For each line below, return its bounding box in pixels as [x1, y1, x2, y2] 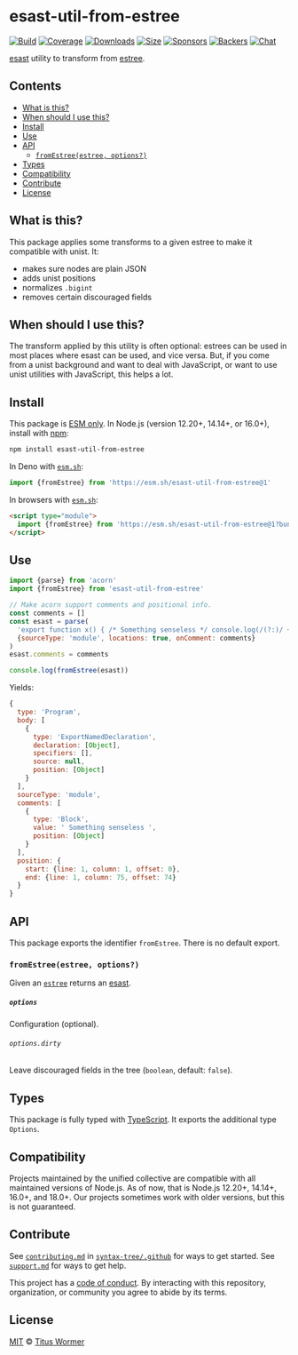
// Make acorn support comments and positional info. [9, 601, 213, 610]
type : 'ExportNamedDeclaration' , [32, 732, 157, 741]
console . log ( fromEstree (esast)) [9, 666, 129, 675]
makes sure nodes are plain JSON [21, 263, 146, 274]
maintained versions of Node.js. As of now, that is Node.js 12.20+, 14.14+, [9, 1183, 278, 1193]
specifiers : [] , [32, 749, 93, 758]
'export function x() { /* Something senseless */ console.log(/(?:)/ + [17, 625, 292, 634]
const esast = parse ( [9, 617, 90, 626]
